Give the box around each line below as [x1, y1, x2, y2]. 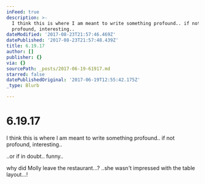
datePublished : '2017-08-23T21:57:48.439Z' [6, 37, 119, 43]
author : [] [6, 49, 34, 55]
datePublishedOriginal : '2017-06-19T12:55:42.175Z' [6, 77, 140, 83]
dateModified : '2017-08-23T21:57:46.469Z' [6, 32, 116, 38]
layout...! [6, 171, 29, 178]
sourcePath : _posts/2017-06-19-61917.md [6, 65, 111, 72]
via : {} [6, 60, 26, 66]
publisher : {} [6, 54, 43, 60]
